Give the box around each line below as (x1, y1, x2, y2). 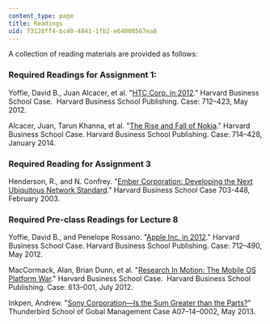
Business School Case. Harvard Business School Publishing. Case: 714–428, (8, 129, 263, 139)
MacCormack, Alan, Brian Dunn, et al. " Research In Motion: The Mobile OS (8, 265, 256, 275)
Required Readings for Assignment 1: (8, 70, 157, 81)
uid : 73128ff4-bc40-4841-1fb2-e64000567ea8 (8, 27, 158, 35)
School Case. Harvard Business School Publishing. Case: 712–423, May (8, 96, 248, 106)
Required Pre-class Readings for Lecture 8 (8, 214, 179, 225)
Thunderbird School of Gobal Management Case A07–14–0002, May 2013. (8, 307, 256, 317)
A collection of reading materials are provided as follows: (8, 49, 198, 59)
